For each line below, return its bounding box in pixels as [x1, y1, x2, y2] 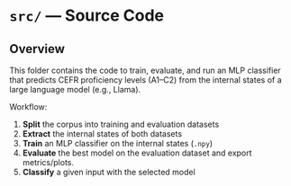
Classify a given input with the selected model [22, 167, 196, 177]
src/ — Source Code [9, 5, 165, 26]
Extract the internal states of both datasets [22, 128, 183, 139]
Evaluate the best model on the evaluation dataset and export [22, 147, 252, 158]
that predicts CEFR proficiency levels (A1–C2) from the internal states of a [9, 75, 282, 85]
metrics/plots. [22, 157, 75, 167]
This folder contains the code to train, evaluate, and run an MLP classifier [9, 65, 281, 75]
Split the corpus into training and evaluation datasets [22, 119, 220, 129]
